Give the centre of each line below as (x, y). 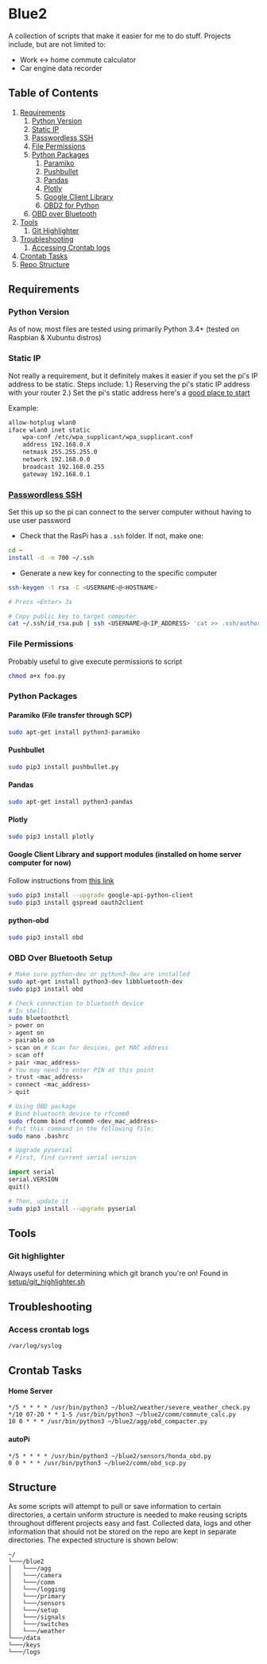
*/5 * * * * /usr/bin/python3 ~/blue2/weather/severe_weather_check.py (129, 1408)
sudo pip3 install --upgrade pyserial (72, 1208)
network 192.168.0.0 (56, 460)
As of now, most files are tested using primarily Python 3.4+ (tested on (124, 329)
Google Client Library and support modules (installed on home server (125, 855)
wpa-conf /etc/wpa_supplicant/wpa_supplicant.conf (108, 437)
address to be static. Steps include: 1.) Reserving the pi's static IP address (129, 384)
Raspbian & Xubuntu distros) (55, 338)
